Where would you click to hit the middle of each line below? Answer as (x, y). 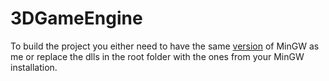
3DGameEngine (76, 18)
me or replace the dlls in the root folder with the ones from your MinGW (157, 56)
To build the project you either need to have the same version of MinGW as (165, 46)
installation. (34, 67)
